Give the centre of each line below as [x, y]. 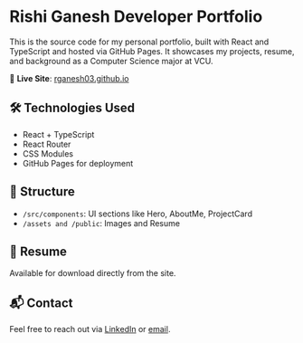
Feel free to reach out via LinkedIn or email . [90, 329]
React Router [47, 144]
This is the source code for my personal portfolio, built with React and [139, 42]
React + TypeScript [58, 134]
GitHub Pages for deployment [78, 163]
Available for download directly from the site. [93, 273]
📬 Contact [41, 303]
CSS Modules [48, 153]
